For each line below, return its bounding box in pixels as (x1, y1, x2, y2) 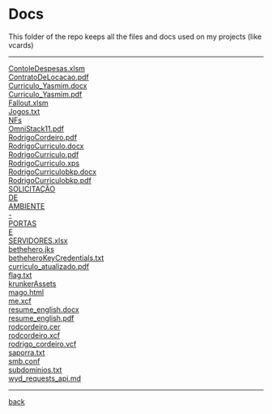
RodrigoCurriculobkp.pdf (8, 175, 91, 185)
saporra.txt (8, 348, 45, 357)
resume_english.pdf (8, 313, 74, 322)
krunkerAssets (8, 279, 57, 288)
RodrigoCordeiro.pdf (8, 132, 78, 142)
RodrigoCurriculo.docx (8, 141, 84, 151)
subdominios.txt (8, 365, 62, 374)
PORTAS (8, 218, 37, 228)
